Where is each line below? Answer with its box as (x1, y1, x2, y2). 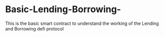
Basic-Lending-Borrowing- (5, 4, 121, 15)
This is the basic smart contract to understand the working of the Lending (5, 20, 159, 26)
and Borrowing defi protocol (5, 25, 64, 31)
